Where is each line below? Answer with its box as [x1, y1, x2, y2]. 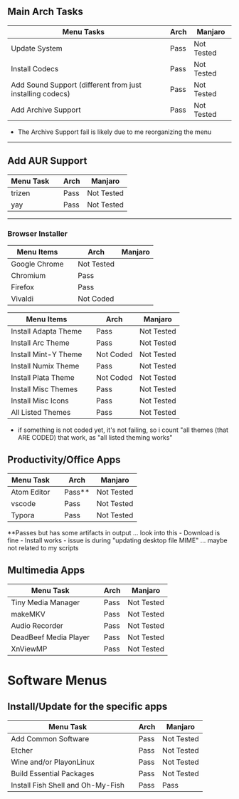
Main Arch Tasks [7, 6, 83, 18]
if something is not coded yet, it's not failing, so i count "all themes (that [17, 426, 229, 434]
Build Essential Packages [11, 768, 95, 778]
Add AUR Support [7, 155, 87, 167]
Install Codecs [11, 63, 59, 73]
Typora [11, 510, 35, 520]
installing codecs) [11, 88, 70, 98]
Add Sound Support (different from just [11, 80, 142, 90]
